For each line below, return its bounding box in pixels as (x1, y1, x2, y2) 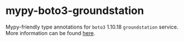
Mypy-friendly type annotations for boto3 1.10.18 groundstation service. (5, 23, 179, 30)
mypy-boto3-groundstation (5, 4, 144, 17)
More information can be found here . (5, 29, 95, 36)
